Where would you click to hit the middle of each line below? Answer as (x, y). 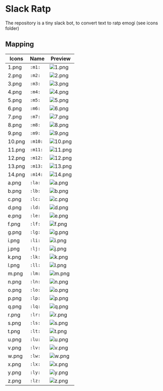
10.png (16, 141)
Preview (60, 58)
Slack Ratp (28, 9)
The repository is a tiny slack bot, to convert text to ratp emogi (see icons (82, 23)
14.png (16, 174)
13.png (16, 166)
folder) (12, 28)
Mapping (20, 44)
